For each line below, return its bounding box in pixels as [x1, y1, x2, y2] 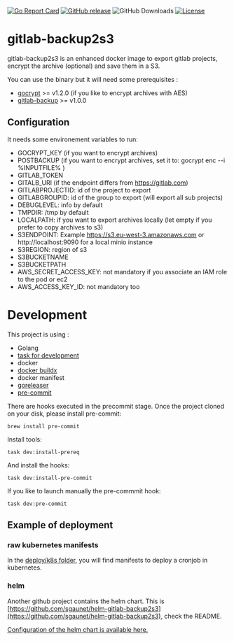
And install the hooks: [7, 460, 70, 469]
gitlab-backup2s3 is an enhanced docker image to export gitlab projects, [7, 54, 218, 62]
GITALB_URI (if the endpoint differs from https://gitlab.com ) [17, 178, 188, 187]
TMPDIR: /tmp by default [17, 208, 89, 216]
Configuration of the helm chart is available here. [7, 625, 149, 633]
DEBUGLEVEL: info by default [17, 200, 103, 209]
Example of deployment [7, 519, 113, 531]
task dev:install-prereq [7, 449, 80, 456]
